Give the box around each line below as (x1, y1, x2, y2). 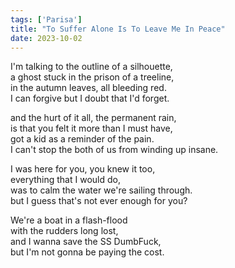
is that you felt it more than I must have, (10, 122, 173, 135)
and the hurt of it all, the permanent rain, (10, 112, 177, 124)
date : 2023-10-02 (10, 33, 83, 43)
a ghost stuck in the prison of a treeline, (10, 71, 175, 83)
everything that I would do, (10, 174, 121, 186)
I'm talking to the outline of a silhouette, (10, 61, 173, 73)
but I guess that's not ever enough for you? (10, 195, 188, 207)
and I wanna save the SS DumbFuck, (10, 236, 162, 248)
